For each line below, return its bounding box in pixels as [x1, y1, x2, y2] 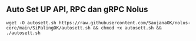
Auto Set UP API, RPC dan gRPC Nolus [6, 5, 148, 14]
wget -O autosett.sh [6, 20, 57, 25]
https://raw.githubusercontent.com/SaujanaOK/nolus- [58, 20, 191, 25]
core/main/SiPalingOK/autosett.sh [6, 25, 91, 31]
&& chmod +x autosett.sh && [93, 25, 162, 31]
